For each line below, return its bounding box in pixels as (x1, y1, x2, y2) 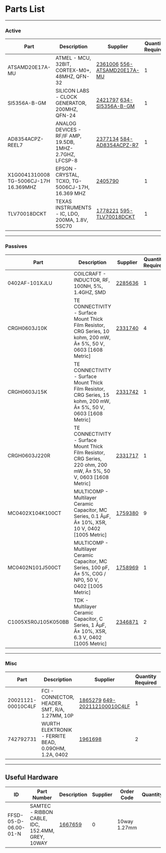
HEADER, (41, 700, 63, 707)
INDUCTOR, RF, (74, 276, 110, 283)
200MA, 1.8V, (55, 217, 88, 224)
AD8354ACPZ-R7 (96, 142, 139, 149)
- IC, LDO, (55, 210, 80, 217)
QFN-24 (55, 112, 76, 119)
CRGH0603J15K (7, 388, 47, 395)
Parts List (5, 3, 45, 15)
